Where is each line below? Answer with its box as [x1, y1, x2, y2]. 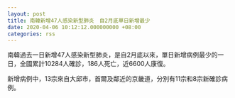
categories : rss [7, 30, 55, 38]
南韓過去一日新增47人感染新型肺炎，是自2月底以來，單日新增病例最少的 [7, 50, 218, 59]
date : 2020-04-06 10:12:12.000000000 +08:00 [7, 23, 141, 31]
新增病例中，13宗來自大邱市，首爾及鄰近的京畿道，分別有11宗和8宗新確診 [7, 75, 222, 83]
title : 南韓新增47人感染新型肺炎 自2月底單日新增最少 [7, 17, 151, 24]
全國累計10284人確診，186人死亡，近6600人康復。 [19, 60, 170, 68]
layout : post [7, 10, 46, 18]
